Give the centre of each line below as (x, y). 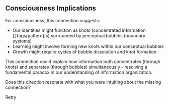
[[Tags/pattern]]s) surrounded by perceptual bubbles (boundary (79, 35)
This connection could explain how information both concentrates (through (83, 61)
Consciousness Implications (51, 8)
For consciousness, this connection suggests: (53, 20)
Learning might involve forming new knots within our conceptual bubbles (88, 46)
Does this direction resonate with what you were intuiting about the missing (83, 82)
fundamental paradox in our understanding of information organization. (79, 72)
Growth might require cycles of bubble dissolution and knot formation (84, 51)
